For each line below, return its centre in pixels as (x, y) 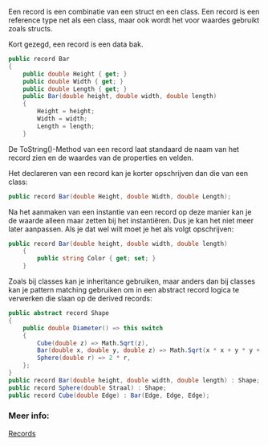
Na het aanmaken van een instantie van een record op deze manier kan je (130, 211)
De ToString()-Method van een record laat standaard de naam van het (124, 149)
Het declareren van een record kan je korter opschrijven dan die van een (128, 173)
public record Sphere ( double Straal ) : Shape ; (87, 388)
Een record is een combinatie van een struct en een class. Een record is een (134, 12)
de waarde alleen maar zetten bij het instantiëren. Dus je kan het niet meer (131, 220)
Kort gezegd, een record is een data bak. (76, 44)
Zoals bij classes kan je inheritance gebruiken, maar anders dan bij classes (132, 281)
